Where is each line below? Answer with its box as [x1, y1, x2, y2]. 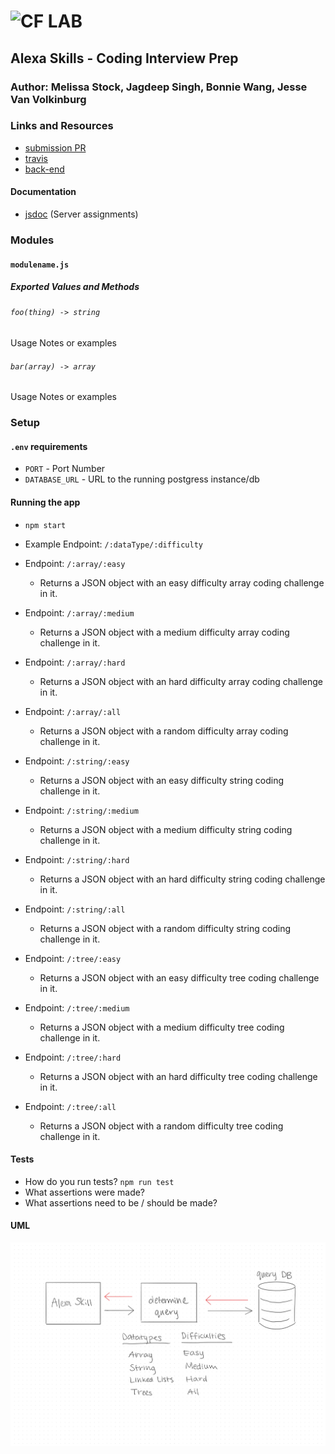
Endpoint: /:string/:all [24, 903, 126, 915]
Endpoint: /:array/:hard [24, 656, 126, 668]
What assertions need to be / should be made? [24, 1196, 218, 1209]
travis [24, 152, 48, 164]
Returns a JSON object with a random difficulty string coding [39, 922, 291, 934]
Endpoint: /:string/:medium [24, 804, 139, 816]
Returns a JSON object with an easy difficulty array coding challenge [39, 576, 325, 589]
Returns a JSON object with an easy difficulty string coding [39, 774, 285, 786]
